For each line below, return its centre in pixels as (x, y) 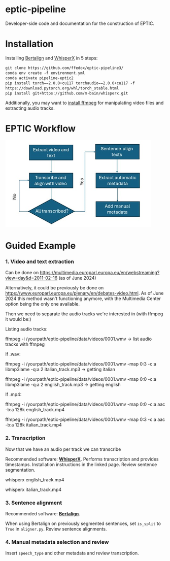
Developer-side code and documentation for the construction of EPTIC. (80, 23)
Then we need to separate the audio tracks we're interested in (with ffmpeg (84, 314)
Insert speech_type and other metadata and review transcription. (72, 553)
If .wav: (13, 354)
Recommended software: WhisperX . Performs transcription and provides (82, 459)
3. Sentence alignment (34, 503)
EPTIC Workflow (41, 129)
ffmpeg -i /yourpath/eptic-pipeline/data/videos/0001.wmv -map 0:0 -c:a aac (85, 404)
